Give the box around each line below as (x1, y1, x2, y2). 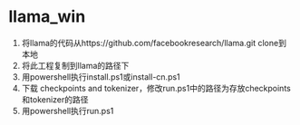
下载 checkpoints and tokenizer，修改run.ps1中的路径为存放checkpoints (21, 82, 291, 93)
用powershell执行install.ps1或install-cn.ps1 (21, 71, 180, 82)
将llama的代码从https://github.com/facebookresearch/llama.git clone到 (21, 37, 287, 48)
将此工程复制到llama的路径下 (21, 60, 130, 71)
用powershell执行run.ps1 (21, 105, 114, 116)
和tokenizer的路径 (21, 93, 89, 105)
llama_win (8, 6, 86, 27)
